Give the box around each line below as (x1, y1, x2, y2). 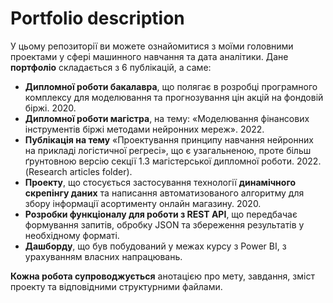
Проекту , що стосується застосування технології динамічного (24, 176, 296, 188)
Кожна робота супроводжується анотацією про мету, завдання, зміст (10, 270, 315, 282)
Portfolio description (10, 7, 185, 30)
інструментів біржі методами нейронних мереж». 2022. (24, 123, 265, 135)
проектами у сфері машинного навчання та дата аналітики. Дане (10, 50, 289, 62)
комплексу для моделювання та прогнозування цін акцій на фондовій (24, 91, 324, 103)
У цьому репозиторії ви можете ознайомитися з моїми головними (10, 40, 294, 52)
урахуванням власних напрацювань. (24, 250, 183, 262)
